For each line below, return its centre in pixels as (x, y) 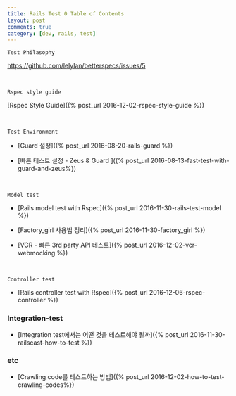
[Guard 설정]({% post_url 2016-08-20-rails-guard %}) (95, 146)
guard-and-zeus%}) (46, 169)
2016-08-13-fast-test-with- (190, 161)
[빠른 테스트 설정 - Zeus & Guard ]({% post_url (83, 161)
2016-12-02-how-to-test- (187, 376)
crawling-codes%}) (46, 385)
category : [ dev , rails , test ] (52, 33)
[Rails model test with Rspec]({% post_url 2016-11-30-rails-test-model (119, 208)
